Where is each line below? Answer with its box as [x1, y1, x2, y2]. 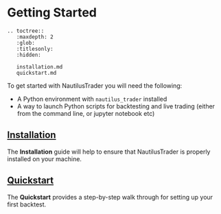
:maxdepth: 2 [16, 33, 54, 40]
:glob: [16, 39, 36, 46]
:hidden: [16, 51, 41, 58]
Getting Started [7, 5, 97, 21]
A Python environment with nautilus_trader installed [16, 95, 167, 103]
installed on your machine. [7, 154, 82, 163]
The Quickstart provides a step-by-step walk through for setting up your [7, 193, 213, 201]
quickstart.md [16, 69, 57, 76]
